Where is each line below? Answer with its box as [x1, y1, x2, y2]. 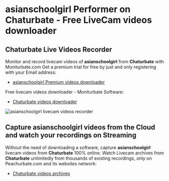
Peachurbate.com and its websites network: [5, 160, 97, 166]
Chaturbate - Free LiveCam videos [5, 14, 152, 26]
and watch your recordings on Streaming [5, 131, 137, 140]
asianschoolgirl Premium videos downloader [12, 79, 105, 85]
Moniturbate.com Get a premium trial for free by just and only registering [5, 64, 156, 70]
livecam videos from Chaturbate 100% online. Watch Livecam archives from [5, 150, 164, 156]
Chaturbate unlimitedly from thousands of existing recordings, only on [5, 155, 152, 161]
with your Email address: [5, 69, 57, 75]
